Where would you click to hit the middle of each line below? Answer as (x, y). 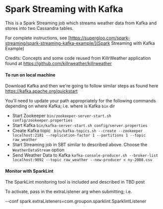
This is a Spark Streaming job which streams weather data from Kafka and (81, 23)
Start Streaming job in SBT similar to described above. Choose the (80, 145)
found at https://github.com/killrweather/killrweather (58, 63)
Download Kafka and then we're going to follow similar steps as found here (82, 86)
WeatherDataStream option (38, 150)
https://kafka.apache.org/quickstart (41, 91)
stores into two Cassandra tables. (39, 28)
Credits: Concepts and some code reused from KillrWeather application (78, 58)
